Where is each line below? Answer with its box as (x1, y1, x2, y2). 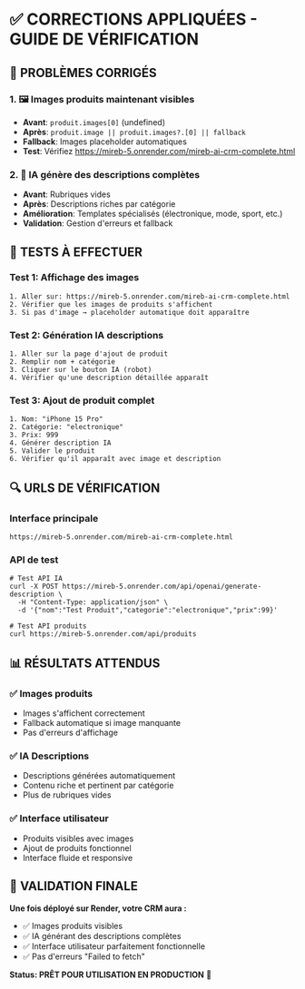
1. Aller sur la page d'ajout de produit (9, 349, 169, 358)
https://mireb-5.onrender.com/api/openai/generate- (62, 582, 261, 592)
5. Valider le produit (9, 446, 95, 455)
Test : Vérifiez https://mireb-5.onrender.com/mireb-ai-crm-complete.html (22, 145, 296, 156)
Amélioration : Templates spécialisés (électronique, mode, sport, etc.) (22, 209, 283, 220)
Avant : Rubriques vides (22, 189, 111, 200)
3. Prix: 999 (9, 431, 59, 440)
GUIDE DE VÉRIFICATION (9, 29, 200, 50)
